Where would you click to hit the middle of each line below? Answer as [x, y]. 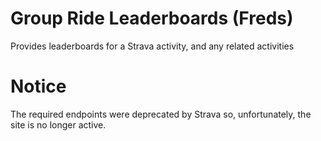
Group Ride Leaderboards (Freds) [152, 18]
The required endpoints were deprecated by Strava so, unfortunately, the [161, 114]
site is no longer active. [58, 124]
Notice [38, 86]
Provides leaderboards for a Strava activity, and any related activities [152, 46]
